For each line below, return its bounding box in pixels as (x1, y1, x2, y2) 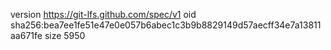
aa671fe (10, 30, 43, 41)
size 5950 (44, 30, 86, 41)
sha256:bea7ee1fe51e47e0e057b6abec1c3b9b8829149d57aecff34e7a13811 (10, 19, 322, 31)
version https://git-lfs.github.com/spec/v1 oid (10, 9, 197, 20)
